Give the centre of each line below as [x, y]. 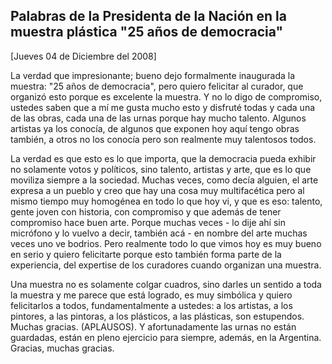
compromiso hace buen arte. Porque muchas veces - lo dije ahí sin [148, 222]
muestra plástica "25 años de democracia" [147, 32]
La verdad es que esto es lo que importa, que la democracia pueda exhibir [163, 158]
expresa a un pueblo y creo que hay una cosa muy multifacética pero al [157, 190]
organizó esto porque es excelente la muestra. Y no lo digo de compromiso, [166, 96]
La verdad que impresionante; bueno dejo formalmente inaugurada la [153, 75]
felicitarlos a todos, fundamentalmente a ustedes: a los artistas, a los [151, 305]
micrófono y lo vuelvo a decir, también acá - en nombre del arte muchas [159, 233]
